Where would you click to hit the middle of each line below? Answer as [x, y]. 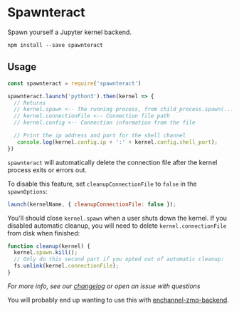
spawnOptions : [27, 191]
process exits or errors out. [47, 170]
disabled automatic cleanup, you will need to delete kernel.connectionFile [117, 226]
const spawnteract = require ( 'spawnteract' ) [74, 83]
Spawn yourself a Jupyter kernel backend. [69, 32]
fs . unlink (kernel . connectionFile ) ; [67, 266]
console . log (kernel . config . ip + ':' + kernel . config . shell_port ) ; [117, 142]
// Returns [30, 103]
